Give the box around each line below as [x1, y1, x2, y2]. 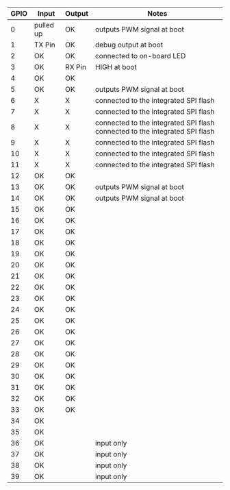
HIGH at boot [94, 62, 137, 71]
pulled [34, 21, 55, 29]
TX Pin [34, 40, 56, 49]
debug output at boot [94, 40, 163, 49]
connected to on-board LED [94, 51, 186, 60]
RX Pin [64, 62, 87, 71]
